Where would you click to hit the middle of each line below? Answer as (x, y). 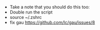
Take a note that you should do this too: (50, 7)
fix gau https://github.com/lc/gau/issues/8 (52, 22)
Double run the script (31, 12)
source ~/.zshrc (26, 17)
